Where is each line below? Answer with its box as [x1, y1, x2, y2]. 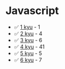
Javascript [5, 4, 60, 18]
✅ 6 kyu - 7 [14, 56, 43, 63]
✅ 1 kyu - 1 [14, 23, 41, 30]
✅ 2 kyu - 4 [14, 30, 43, 37]
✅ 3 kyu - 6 [14, 36, 43, 43]
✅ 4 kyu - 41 [14, 43, 45, 50]
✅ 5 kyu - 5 [14, 50, 43, 57]
